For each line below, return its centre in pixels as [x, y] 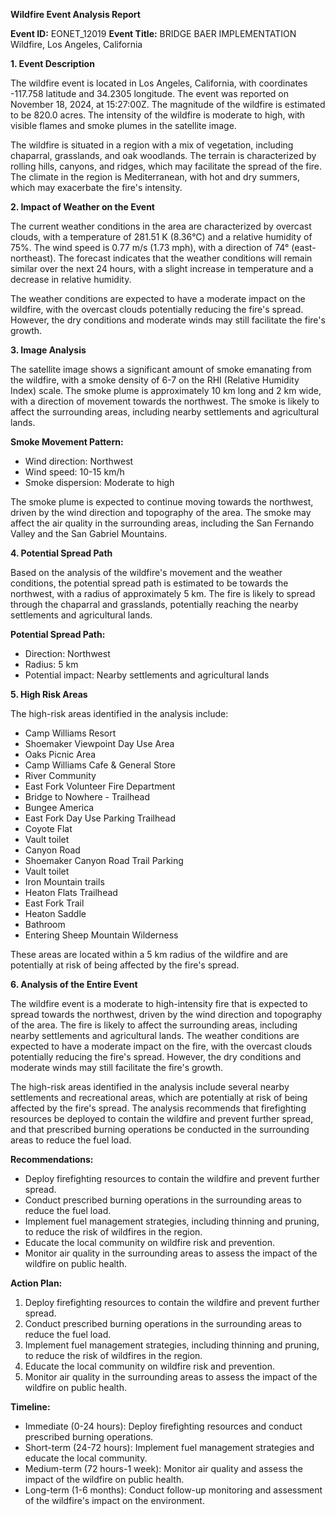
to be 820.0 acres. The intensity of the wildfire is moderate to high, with [158, 115]
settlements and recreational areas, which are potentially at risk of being [159, 1097]
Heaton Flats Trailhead [71, 892]
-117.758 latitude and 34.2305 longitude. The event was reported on [149, 93]
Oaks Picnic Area [60, 754]
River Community [60, 775]
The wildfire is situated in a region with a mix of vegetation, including [152, 145]
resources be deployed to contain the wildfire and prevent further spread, [162, 1118]
